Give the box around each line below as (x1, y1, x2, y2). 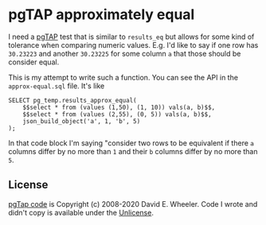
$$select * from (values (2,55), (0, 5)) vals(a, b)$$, (22, 110, 213, 118)
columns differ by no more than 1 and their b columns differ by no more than (8, 146, 258, 156)
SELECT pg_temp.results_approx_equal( (8, 96, 137, 104)
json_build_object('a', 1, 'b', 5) (22, 117, 141, 125)
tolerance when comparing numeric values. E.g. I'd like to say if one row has (8, 40, 259, 49)
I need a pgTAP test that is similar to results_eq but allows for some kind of (8, 32, 255, 41)
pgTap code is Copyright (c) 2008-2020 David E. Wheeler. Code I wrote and (8, 199, 258, 208)
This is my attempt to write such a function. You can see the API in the (8, 72, 239, 82)
